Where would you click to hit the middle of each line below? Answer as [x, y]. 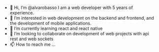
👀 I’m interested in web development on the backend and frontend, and [82, 18]
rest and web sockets [32, 39]
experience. [22, 13]
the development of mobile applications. [51, 23]
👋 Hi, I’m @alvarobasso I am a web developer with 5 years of [71, 8]
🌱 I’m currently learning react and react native [56, 28]
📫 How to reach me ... [32, 44]
